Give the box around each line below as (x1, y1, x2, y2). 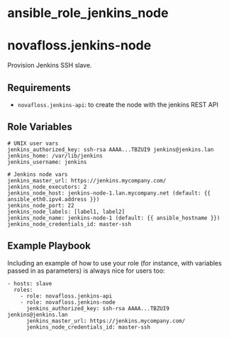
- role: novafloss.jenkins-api (20, 293, 113, 300)
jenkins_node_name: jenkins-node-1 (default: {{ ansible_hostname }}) (7, 214, 220, 222)
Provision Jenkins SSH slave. (7, 61, 92, 70)
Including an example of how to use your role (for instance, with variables (7, 258, 222, 267)
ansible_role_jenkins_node (7, 5, 169, 21)
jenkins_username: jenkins (7, 158, 87, 165)
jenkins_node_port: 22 (7, 202, 74, 209)
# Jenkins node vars (7, 170, 69, 178)
